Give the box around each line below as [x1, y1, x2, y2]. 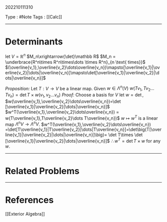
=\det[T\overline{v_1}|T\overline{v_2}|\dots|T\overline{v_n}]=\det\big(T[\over [5, 127, 162, 133]
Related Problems [5, 166, 80, 177]
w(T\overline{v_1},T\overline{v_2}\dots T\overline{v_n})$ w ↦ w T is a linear [5, 114, 158, 121]
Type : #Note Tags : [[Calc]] [5, 14, 62, 19]
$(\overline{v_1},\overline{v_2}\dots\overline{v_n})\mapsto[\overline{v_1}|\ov [5, 64, 160, 70]
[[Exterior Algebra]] [5, 211, 45, 217]
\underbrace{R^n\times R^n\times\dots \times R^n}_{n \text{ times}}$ [5, 59, 146, 65]
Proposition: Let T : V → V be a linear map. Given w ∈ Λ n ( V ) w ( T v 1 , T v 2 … [5, 84, 155, 93]
